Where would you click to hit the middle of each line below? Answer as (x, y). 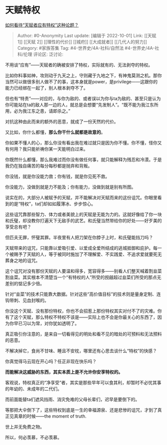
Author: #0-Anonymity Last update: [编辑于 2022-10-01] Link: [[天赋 (87, 35)
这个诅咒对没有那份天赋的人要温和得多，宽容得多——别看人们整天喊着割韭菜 (83, 271)
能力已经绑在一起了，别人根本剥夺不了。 (46, 88)
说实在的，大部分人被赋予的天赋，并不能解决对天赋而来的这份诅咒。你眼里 (81, 197)
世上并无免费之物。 (25, 427)
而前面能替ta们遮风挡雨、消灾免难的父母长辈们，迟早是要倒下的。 (73, 399)
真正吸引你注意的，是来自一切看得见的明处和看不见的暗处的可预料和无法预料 (83, 334)
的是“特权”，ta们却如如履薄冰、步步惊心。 (52, 204)
